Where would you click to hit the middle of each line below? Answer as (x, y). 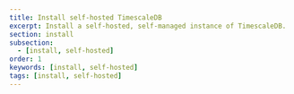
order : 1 (26, 59)
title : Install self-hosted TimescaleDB (86, 17)
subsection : (31, 43)
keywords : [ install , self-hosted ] (74, 68)
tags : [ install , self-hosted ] (66, 76)
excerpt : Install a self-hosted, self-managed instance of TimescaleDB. (148, 26)
